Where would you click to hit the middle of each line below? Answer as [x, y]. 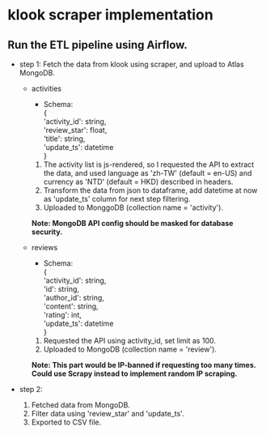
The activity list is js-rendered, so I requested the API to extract [149, 164]
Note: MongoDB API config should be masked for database [132, 223]
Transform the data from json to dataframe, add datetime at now [150, 190]
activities [46, 88]
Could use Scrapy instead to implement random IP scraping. [134, 373]
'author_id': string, [74, 298]
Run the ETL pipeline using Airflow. [97, 45]
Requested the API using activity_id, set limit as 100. [129, 341]
